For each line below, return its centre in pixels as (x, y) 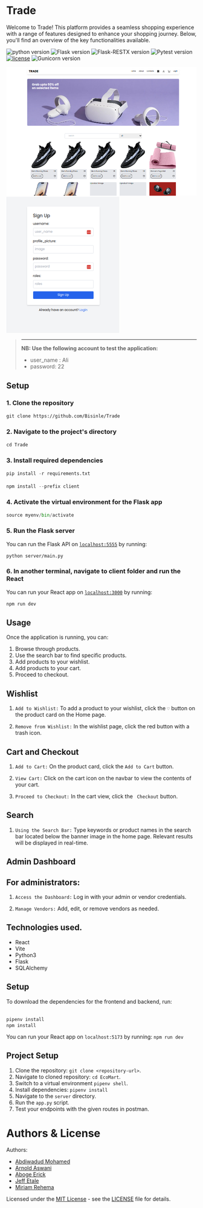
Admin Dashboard (41, 862)
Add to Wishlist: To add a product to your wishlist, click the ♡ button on (105, 708)
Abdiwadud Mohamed (43, 1161)
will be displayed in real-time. (52, 843)
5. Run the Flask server (41, 531)
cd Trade (17, 445)
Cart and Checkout (43, 752)
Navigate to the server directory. (56, 1096)
